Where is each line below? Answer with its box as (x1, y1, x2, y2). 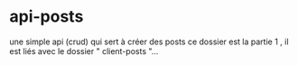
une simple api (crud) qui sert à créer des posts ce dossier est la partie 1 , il (9, 36, 289, 47)
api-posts (9, 6, 84, 27)
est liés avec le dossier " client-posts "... (9, 45, 159, 56)
